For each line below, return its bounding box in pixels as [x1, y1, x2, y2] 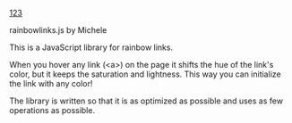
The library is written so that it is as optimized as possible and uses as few [9, 95, 284, 106]
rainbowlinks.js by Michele [9, 25, 107, 35]
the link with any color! [9, 78, 93, 88]
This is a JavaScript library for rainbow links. [9, 42, 173, 53]
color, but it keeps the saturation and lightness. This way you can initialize [9, 69, 281, 79]
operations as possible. [9, 105, 96, 115]
